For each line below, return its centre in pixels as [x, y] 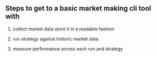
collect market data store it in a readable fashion [64, 29]
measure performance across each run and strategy [68, 49]
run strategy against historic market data [55, 39]
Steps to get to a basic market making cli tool [78, 8]
